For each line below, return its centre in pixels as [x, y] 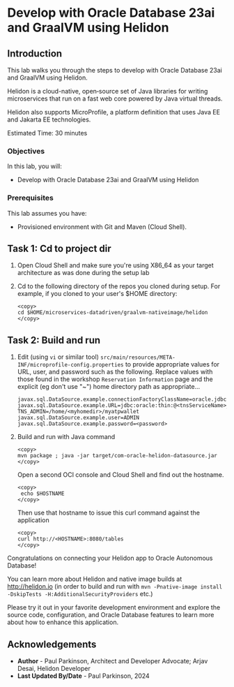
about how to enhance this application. [63, 622]
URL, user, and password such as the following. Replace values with [115, 372]
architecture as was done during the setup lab [83, 273]
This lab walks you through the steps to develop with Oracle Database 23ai [115, 70]
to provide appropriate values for [172, 364]
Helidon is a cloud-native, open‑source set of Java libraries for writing [108, 91]
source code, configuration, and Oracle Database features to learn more [111, 615]
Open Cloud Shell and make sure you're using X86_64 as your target [115, 265]
